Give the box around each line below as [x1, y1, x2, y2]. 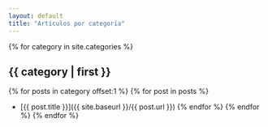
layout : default [8, 11, 63, 20]
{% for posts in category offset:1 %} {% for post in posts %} [8, 87, 210, 96]
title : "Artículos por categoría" [8, 19, 126, 28]
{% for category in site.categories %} [8, 41, 134, 51]
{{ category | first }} [8, 65, 111, 78]
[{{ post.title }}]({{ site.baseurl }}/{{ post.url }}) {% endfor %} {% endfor [19, 102, 260, 112]
